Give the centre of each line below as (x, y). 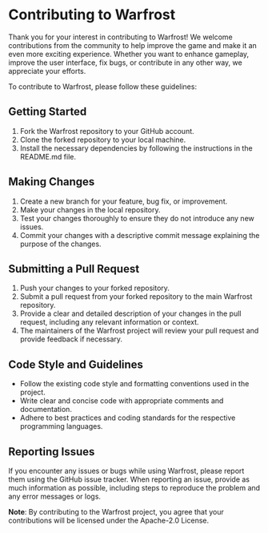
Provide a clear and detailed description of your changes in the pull (130, 313)
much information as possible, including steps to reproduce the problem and (134, 488)
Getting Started (48, 112)
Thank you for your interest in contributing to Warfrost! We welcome (121, 37)
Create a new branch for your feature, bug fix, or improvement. (124, 201)
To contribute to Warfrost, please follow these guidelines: (103, 87)
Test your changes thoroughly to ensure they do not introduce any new (137, 218)
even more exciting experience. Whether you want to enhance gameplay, (129, 54)
